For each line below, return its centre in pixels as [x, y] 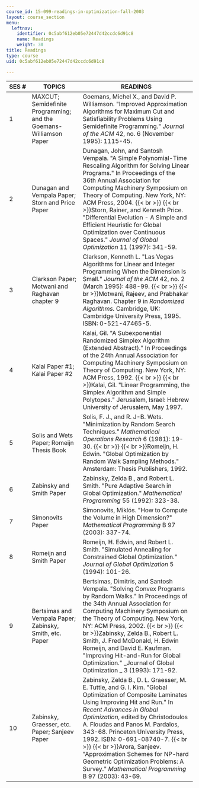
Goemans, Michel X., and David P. [129, 97]
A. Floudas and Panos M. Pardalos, [131, 724]
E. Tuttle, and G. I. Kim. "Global [125, 687]
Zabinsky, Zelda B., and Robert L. [129, 478]
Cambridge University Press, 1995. [132, 316]
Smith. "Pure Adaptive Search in [127, 486]
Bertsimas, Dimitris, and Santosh [128, 581]
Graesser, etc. [51, 724]
